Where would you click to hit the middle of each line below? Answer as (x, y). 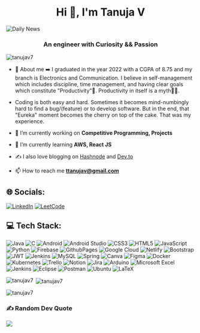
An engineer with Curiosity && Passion (101, 44)
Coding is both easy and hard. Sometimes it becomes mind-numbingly (102, 102)
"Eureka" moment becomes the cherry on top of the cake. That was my (103, 115)
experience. (30, 122)
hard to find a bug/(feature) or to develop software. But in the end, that (102, 109)
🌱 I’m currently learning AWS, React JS (63, 145)
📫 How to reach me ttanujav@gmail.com (67, 171)
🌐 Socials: (26, 192)
